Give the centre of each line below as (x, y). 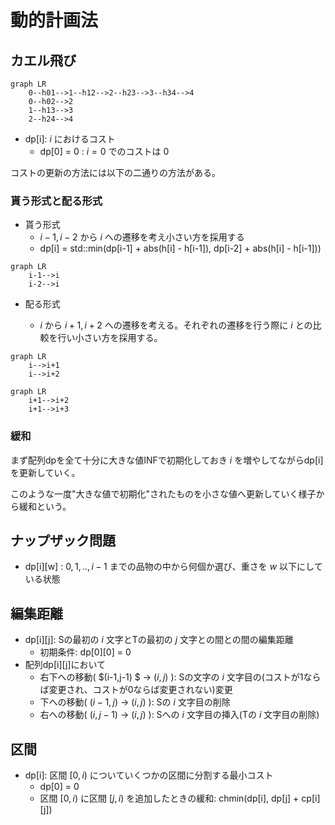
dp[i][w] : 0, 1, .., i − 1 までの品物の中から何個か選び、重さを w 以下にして (173, 567)
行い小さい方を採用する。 (110, 338)
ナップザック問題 (63, 540)
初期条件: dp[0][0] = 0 (85, 652)
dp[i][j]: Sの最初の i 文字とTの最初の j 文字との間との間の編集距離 (159, 640)
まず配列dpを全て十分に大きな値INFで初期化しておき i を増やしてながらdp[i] (167, 460)
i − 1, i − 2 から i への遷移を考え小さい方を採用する (142, 237)
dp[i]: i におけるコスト (70, 139)
